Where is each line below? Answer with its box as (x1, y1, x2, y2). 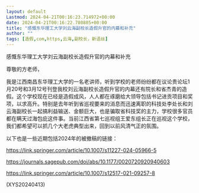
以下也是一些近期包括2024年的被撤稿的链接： (6, 135, 118, 142)
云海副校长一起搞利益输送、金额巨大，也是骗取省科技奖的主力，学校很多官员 (6, 107, 193, 115)
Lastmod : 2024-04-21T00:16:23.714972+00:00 (6, 14, 115, 20)
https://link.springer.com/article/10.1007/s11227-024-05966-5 (6, 147, 157, 153)
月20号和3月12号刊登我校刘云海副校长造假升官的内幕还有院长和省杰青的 (6, 86, 182, 92)
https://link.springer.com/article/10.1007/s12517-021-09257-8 (6, 169, 156, 176)
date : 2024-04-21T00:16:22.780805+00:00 (6, 19, 108, 25)
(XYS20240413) (6, 181, 46, 188)
